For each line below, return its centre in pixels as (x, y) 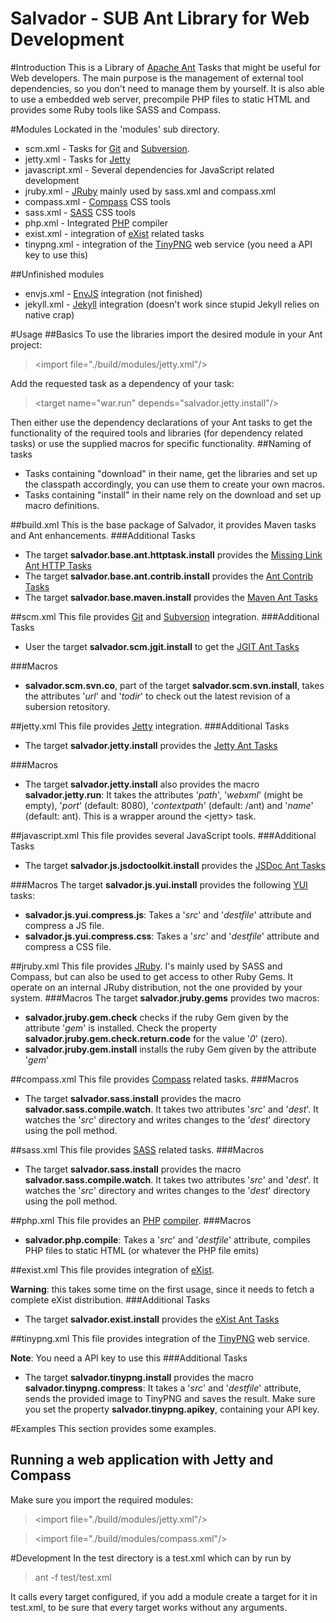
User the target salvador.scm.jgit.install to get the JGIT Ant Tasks (162, 646)
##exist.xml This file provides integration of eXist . (112, 1269)
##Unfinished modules (57, 274)
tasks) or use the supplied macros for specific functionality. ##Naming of (161, 443)
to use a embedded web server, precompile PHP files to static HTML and (160, 99)
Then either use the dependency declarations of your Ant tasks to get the (161, 422)
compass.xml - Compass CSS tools (97, 201)
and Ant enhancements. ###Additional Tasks (103, 535)
